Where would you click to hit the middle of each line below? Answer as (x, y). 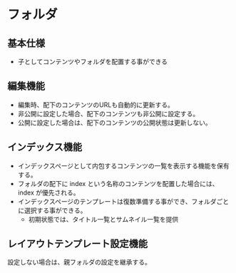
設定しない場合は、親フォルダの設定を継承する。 (79, 262)
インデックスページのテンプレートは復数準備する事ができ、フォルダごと (123, 201)
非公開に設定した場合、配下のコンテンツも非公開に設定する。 (108, 113)
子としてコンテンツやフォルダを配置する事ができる (93, 62)
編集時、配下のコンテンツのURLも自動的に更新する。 (96, 105)
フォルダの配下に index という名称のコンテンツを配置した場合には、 (118, 183)
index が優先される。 (48, 192)
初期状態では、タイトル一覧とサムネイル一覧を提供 (103, 219)
